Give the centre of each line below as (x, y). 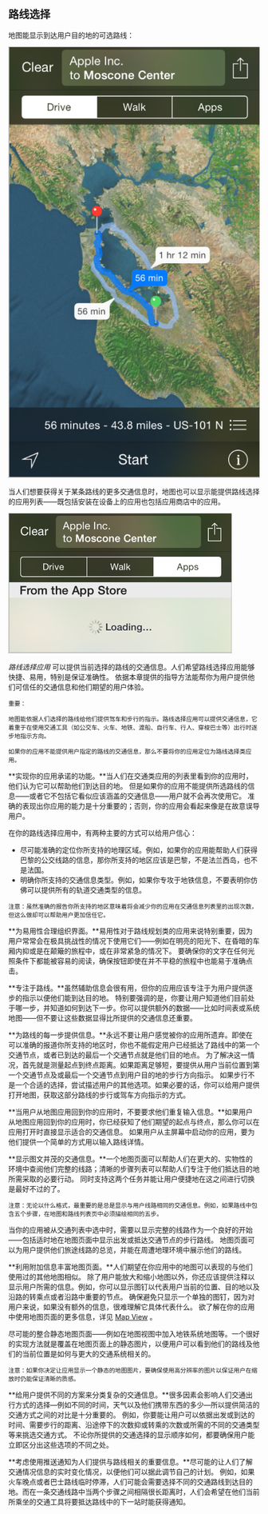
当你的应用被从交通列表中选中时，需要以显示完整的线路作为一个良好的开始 (130, 1230)
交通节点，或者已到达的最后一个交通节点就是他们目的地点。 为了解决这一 (128, 1055)
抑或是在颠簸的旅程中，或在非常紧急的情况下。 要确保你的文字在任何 (135, 951)
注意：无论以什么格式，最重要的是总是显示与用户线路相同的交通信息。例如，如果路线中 (130, 1206)
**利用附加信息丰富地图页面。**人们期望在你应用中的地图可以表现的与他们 (131, 1267)
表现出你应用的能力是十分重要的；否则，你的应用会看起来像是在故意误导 (141, 806)
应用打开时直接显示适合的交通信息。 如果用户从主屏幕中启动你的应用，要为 (132, 1132)
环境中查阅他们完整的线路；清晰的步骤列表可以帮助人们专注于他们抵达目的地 (134, 1169)
